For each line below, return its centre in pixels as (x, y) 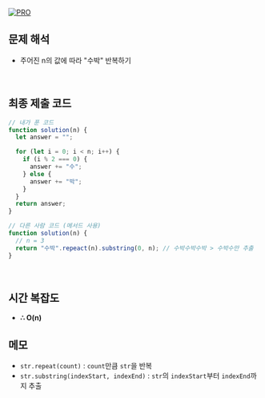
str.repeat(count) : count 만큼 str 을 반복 (86, 366)
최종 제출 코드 (40, 104)
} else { (37, 174)
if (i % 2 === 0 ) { (55, 159)
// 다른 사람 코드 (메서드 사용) (55, 226)
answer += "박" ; (56, 181)
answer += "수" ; (56, 167)
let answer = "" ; (44, 137)
